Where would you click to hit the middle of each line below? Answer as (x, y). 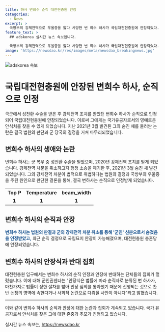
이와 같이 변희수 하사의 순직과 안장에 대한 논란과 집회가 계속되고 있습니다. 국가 (80, 308)
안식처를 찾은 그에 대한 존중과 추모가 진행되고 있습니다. (74, 314)
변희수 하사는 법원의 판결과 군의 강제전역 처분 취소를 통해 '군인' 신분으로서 (75, 232)
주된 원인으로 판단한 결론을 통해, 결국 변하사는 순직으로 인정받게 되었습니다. (82, 181)
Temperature (42, 193)
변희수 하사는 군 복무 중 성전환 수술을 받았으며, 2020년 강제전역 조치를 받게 (77, 162)
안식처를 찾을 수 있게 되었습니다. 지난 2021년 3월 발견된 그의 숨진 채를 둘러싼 (79, 126)
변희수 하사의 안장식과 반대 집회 (50, 261)
